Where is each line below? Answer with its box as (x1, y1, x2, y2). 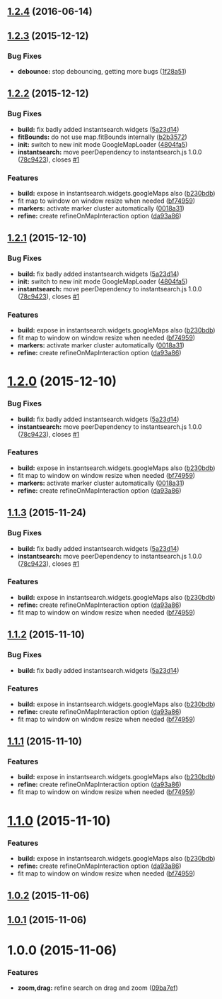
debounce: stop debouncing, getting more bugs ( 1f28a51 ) (17, 67, 187, 76)
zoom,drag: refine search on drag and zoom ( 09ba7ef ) (17, 983, 178, 992)
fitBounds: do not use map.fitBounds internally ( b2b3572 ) (17, 133, 187, 141)
